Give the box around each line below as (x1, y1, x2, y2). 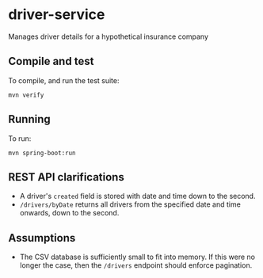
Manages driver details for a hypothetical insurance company (8, 32, 208, 41)
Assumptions (8, 231, 76, 245)
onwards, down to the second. (19, 208, 120, 218)
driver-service (8, 6, 105, 24)
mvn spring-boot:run (8, 149, 77, 157)
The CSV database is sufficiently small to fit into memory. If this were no (19, 252, 256, 262)
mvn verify (8, 91, 44, 99)
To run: (8, 133, 32, 143)
